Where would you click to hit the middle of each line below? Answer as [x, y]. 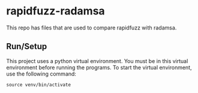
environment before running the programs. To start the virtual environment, [99, 67]
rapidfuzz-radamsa [55, 11]
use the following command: [41, 74]
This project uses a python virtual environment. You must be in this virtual [97, 61]
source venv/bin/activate [38, 85]
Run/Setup [27, 46]
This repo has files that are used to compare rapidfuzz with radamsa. [91, 28]
